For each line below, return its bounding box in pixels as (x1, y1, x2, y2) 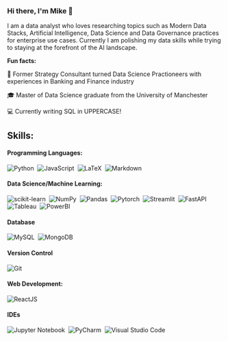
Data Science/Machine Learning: (7, 179, 103, 188)
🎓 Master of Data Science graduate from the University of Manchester (7, 91, 208, 99)
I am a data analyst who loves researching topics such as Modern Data (7, 22, 207, 30)
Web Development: (7, 280, 63, 288)
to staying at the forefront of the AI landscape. (7, 44, 138, 52)
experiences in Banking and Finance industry (7, 77, 135, 86)
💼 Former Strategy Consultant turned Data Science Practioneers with (7, 70, 202, 78)
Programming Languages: (7, 149, 83, 157)
